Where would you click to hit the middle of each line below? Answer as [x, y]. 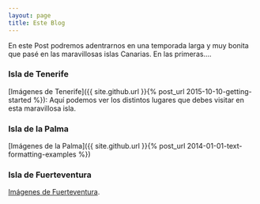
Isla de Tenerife [38, 74]
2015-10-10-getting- [219, 91]
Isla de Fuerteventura [50, 175]
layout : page [30, 15]
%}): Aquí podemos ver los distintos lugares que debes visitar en [139, 100]
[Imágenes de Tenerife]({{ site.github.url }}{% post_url [96, 91]
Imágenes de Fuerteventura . [54, 192]
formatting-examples [42, 154]
